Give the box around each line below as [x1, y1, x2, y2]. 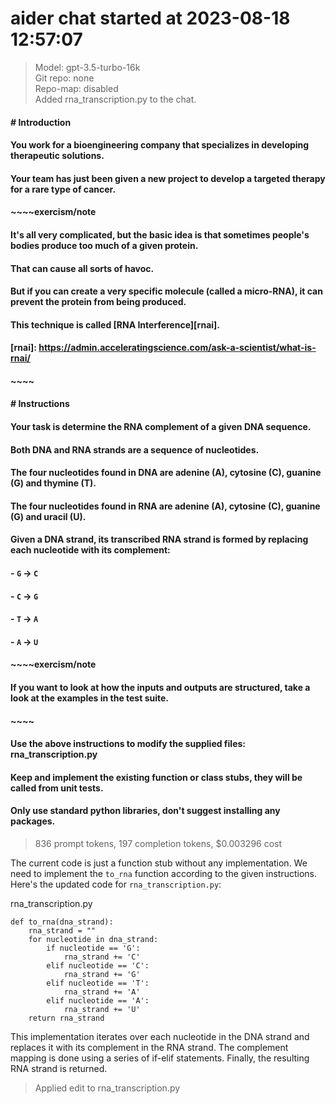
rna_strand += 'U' [63, 1004, 141, 1014]
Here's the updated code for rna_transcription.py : [10, 878, 222, 890]
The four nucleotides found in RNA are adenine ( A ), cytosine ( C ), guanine [10, 500, 321, 512]
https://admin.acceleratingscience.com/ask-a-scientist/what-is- [38, 342, 317, 354]
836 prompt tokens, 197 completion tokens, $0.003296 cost [34, 837, 283, 849]
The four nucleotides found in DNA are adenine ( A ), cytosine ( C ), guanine [10, 467, 322, 479]
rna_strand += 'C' [63, 952, 141, 962]
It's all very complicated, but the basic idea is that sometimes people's [10, 228, 310, 241]
